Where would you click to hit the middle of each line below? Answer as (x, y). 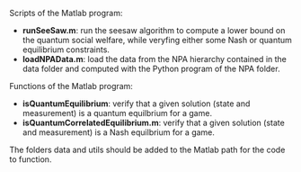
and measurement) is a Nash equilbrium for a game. (119, 132)
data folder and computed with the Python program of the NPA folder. (151, 68)
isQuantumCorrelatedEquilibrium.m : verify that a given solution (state (153, 122)
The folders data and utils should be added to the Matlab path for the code (147, 149)
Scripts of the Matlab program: (66, 13)
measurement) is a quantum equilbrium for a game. (117, 113)
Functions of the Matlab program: (71, 86)
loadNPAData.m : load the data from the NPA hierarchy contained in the (155, 59)
